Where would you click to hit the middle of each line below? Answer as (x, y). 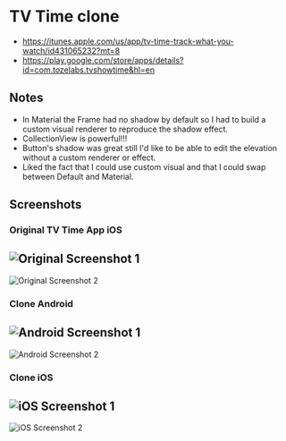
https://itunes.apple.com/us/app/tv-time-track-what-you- (128, 41)
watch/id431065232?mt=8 (71, 50)
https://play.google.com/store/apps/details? (103, 60)
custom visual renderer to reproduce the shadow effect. (125, 129)
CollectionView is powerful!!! (75, 138)
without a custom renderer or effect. (89, 157)
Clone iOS (31, 377)
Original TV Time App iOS (66, 230)
